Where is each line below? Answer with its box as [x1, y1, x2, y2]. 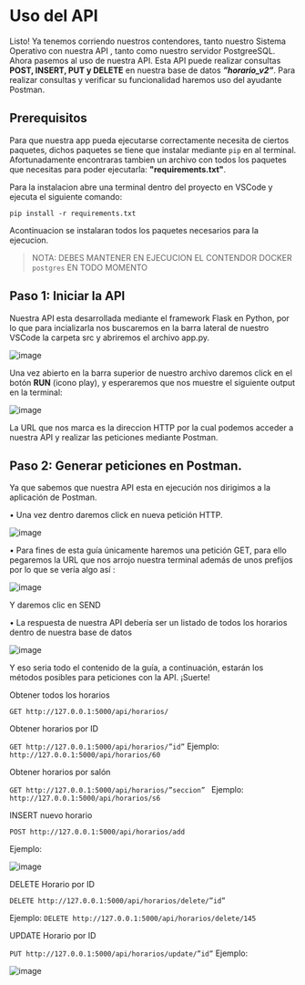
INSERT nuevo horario [9, 810, 93, 821]
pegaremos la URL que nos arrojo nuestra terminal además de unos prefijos [9, 555, 293, 565]
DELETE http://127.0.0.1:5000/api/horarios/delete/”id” [9, 897, 226, 906]
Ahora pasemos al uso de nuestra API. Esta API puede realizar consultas [9, 55, 281, 66]
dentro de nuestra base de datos [9, 627, 132, 638]
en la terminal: [9, 387, 63, 398]
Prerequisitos [9, 110, 88, 126]
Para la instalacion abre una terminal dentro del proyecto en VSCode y [9, 181, 273, 192]
